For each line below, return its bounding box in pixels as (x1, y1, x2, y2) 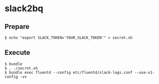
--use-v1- (134, 70, 155, 75)
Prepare (4, 22, 30, 31)
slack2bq (4, 3, 44, 14)
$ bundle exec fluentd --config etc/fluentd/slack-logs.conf (4, 70, 133, 75)
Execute (4, 48, 31, 57)
